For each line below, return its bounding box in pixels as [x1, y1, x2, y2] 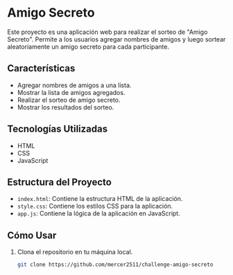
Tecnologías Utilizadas [7, 123, 108, 135]
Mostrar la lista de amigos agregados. [17, 88, 126, 96]
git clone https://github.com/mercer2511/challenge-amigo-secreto [17, 261, 214, 268]
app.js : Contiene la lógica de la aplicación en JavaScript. [17, 209, 180, 218]
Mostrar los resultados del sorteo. [17, 103, 114, 112]
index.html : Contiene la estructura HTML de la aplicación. [17, 195, 183, 203]
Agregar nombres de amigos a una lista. [17, 81, 132, 89]
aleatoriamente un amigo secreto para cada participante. [7, 42, 170, 51]
